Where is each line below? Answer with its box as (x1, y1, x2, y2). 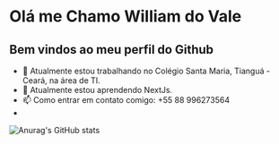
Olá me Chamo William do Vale (9, 6, 242, 27)
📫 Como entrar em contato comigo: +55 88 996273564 (22, 95, 231, 105)
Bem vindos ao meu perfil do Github (9, 42, 214, 57)
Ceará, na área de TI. (22, 75, 100, 86)
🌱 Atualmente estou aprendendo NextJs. (22, 85, 173, 95)
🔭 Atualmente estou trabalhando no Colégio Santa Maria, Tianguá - (22, 65, 271, 76)
